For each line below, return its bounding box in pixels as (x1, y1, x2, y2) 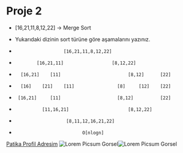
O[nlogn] (82, 130, 104, 136)
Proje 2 (6, 4, 42, 18)
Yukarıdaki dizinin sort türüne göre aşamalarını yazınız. (14, 35, 151, 43)
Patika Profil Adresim (6, 140, 58, 148)
